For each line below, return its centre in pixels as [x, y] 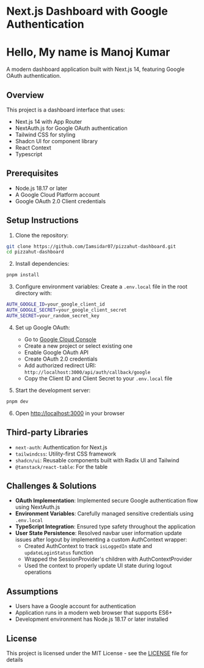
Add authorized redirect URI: [60, 365]
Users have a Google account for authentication [75, 606]
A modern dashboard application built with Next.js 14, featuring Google [96, 69]
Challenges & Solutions [51, 486]
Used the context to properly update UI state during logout [98, 566]
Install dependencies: [42, 264]
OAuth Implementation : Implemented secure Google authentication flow [107, 501]
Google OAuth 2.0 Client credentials [60, 201]
